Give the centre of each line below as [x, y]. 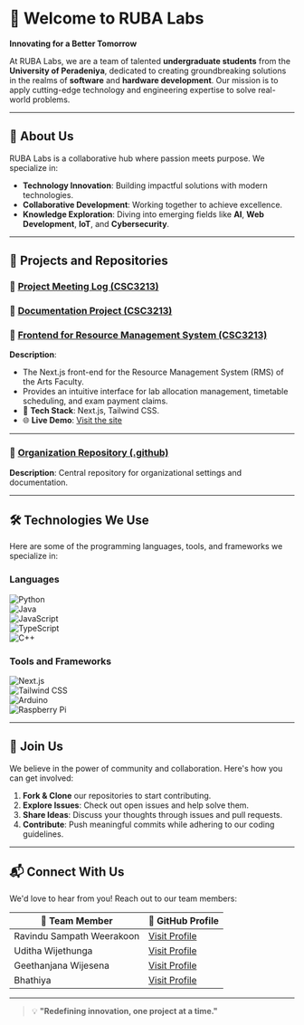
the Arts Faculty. [53, 382]
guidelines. [43, 834]
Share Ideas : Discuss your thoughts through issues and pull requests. [152, 814]
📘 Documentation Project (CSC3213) [91, 310]
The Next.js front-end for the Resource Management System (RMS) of [153, 372]
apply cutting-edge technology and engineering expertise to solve [133, 90]
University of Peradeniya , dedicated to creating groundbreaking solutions [148, 71]
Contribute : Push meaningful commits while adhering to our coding [148, 824]
